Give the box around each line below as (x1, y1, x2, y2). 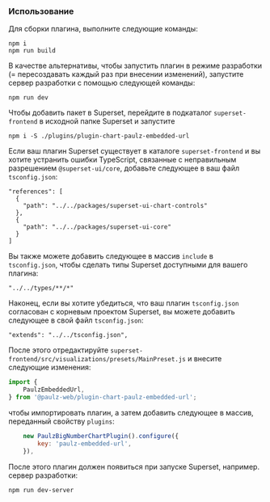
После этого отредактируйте (8, 345, 109, 355)
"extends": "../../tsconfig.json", (8, 331, 129, 340)
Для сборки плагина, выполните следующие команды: (8, 24, 198, 34)
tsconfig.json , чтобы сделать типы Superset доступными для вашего (8, 260, 248, 270)
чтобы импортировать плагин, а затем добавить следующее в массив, (8, 407, 254, 417)
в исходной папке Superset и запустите (39, 116, 175, 126)
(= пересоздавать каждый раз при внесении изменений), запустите (8, 70, 244, 79)
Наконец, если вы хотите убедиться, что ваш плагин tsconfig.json (8, 298, 240, 308)
